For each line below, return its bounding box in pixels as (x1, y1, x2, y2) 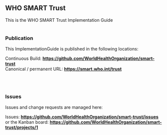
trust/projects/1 (5, 125, 38, 131)
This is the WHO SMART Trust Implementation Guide (5, 17, 113, 23)
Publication (5, 35, 33, 42)
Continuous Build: (5, 55, 42, 61)
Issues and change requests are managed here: (5, 104, 103, 110)
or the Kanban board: (5, 119, 49, 125)
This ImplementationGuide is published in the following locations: (5, 46, 139, 52)
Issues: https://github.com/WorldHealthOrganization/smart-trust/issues (5, 114, 159, 120)
